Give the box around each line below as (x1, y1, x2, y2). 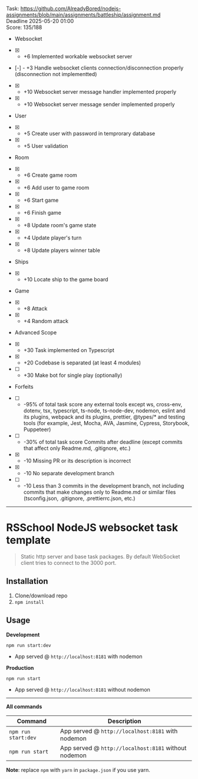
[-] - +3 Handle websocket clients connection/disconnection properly (14, 64, 184, 71)
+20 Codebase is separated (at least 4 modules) (23, 359, 141, 366)
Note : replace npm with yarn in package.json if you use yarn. (6, 766, 150, 773)
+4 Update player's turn (23, 234, 82, 241)
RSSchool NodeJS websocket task (6, 521, 179, 534)
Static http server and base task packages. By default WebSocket (20, 553, 180, 560)
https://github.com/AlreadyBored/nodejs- (20, 5, 121, 12)
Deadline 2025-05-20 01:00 (6, 18, 74, 24)
